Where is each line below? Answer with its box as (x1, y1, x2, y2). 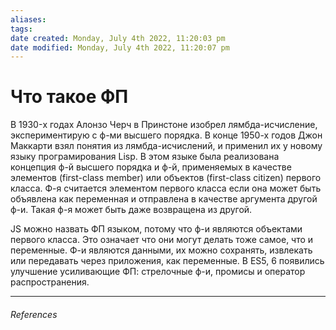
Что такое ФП (10, 86, 129, 108)
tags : (10, 24, 33, 34)
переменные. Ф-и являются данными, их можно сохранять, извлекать (10, 244, 313, 256)
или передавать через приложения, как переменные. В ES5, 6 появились (10, 255, 325, 267)
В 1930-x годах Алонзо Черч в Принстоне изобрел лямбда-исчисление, (10, 119, 318, 131)
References (10, 308, 58, 320)
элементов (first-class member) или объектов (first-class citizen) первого (10, 172, 322, 184)
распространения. (10, 276, 90, 288)
